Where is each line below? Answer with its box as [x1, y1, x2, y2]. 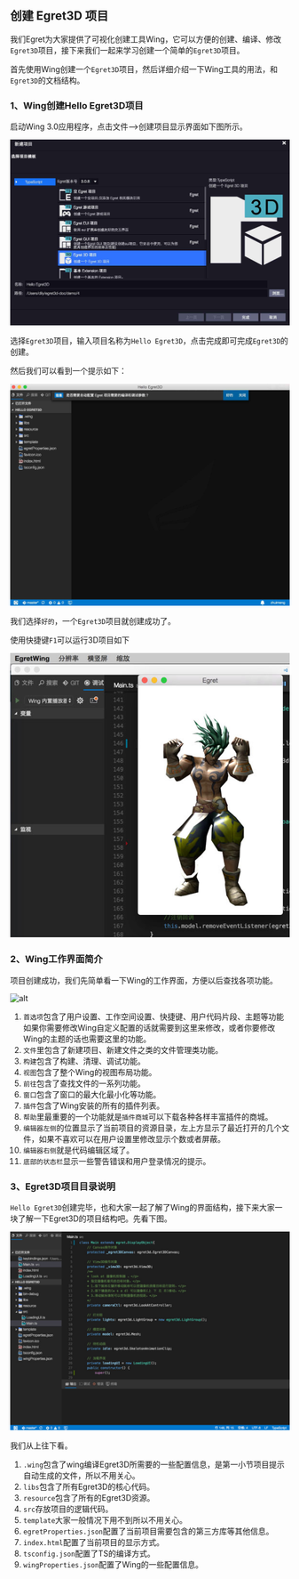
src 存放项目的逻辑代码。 [22, 1503, 114, 1515]
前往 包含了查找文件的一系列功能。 [22, 1078, 146, 1089]
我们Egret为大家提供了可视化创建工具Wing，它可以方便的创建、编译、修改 [10, 34, 282, 45]
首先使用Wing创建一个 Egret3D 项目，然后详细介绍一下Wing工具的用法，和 [10, 63, 279, 74]
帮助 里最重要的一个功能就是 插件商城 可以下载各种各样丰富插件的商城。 [22, 1111, 273, 1121]
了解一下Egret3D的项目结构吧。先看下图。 [17, 1213, 172, 1224]
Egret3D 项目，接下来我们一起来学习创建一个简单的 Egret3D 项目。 [10, 45, 245, 55]
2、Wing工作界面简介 [10, 953, 103, 966]
